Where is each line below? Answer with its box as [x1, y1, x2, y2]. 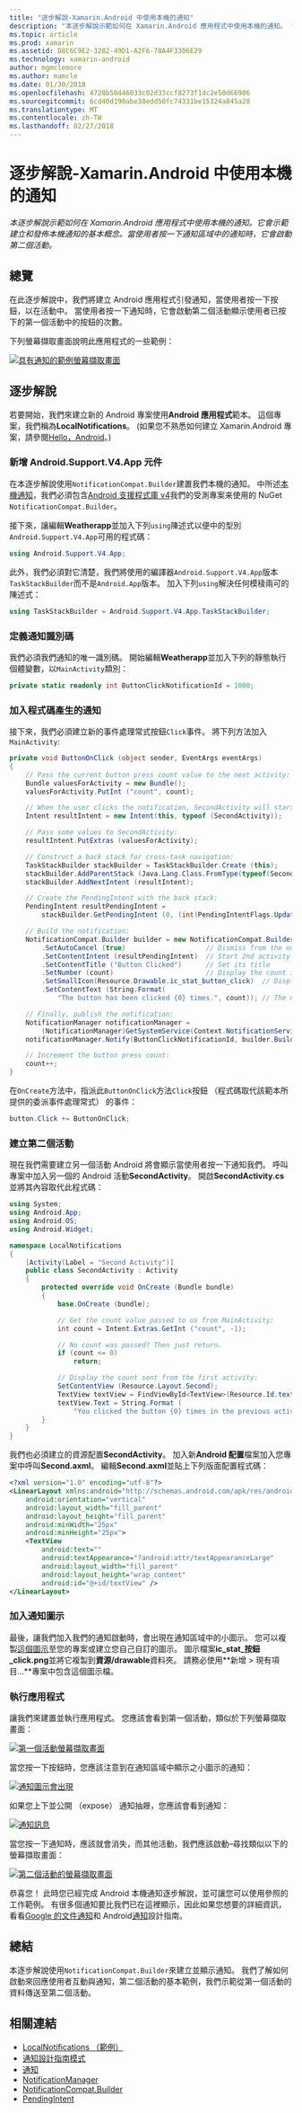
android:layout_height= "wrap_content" [41, 1570, 186, 1579]
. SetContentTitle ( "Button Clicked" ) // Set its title [41, 960, 271, 969]
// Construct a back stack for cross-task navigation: [25, 852, 235, 861]
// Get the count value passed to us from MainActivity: [56, 1316, 275, 1325]
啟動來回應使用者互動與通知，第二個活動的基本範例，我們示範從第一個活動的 [9, 1975, 292, 1986]
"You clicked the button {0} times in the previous [73, 1407, 271, 1416]
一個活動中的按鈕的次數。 [32, 316, 127, 327]
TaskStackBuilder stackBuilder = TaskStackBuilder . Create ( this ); [25, 860, 279, 870]
